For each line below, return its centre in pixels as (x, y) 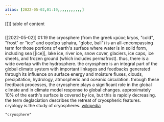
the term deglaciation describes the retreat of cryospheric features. (73, 100)
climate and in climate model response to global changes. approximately (78, 90)
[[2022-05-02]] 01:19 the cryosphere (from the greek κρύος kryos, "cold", (80, 37)
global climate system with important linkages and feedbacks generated (78, 69)
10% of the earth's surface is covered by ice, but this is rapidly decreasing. (81, 95)
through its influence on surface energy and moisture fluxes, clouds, (74, 74)
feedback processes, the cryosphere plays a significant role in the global (79, 85)
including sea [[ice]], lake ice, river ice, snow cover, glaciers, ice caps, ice (80, 53)
